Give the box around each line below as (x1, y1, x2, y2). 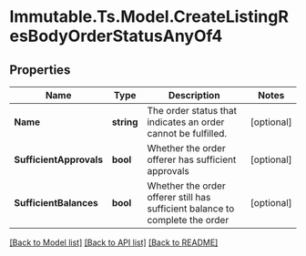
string (111, 116, 138, 128)
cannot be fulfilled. (147, 128, 228, 139)
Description (168, 89, 220, 101)
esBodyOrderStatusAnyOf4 (9, 26, 223, 46)
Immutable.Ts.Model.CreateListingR (9, 6, 290, 27)
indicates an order (147, 116, 225, 128)
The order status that (147, 105, 237, 117)
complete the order (147, 214, 229, 226)
